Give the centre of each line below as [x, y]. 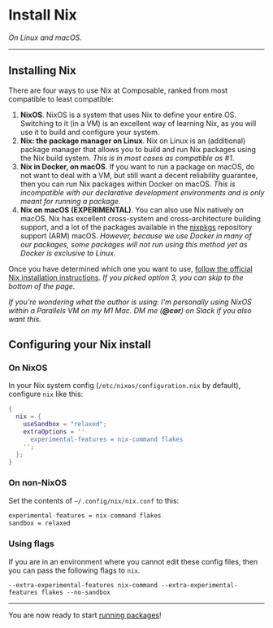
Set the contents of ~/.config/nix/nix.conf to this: [94, 500]
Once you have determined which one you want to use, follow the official [131, 268]
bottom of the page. [42, 286]
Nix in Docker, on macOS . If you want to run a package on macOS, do [137, 166]
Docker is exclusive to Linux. [68, 253]
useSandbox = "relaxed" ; [65, 425]
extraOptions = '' [54, 432]
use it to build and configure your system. [90, 132]
